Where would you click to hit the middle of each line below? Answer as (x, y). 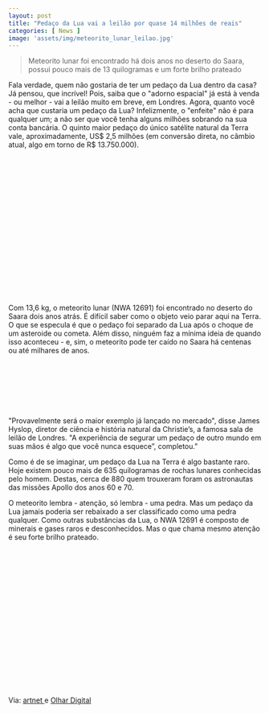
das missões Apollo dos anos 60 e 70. (71, 487)
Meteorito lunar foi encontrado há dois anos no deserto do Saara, (136, 61)
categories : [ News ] (45, 31)
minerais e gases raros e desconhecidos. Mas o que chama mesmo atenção (134, 529)
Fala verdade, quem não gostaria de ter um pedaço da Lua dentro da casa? (132, 85)
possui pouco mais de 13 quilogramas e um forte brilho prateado (135, 70)
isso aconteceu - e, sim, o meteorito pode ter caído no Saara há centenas (130, 342)
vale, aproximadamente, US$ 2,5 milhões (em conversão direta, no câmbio (132, 136)
